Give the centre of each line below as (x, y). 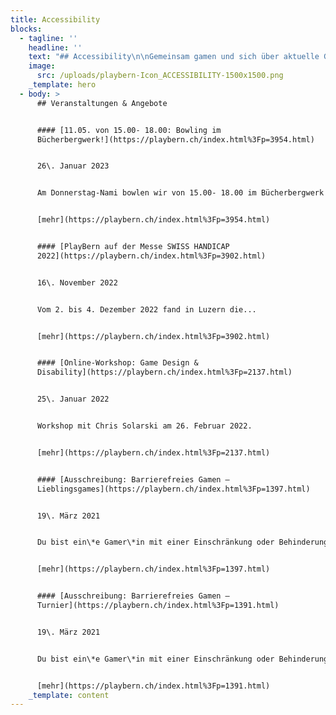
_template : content (69, 695)
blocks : (26, 29)
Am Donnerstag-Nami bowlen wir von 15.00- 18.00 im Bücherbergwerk (180, 193)
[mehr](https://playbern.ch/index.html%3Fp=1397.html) (153, 569)
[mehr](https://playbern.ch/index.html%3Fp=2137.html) (153, 452)
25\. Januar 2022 (73, 399)
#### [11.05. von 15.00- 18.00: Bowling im (129, 130)
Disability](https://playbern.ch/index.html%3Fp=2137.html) (164, 372)
